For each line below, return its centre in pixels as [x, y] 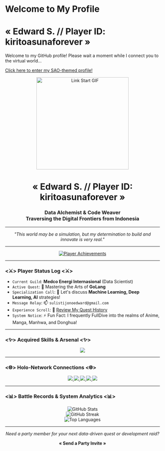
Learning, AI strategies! [36, 297]
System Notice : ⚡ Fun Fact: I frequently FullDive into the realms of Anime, [86, 315]
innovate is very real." [82, 239]
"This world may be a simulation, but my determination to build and [82, 234]
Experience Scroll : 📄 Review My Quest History [60, 310]
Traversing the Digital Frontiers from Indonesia [82, 219]
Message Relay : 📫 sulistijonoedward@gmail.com [60, 302]
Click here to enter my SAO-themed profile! [49, 70]
